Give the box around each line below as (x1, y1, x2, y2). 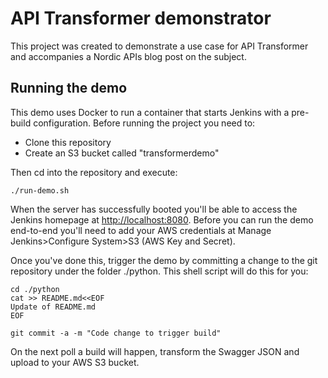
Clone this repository (24, 136, 112, 148)
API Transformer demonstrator (10, 7, 272, 30)
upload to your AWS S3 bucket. (10, 356, 140, 368)
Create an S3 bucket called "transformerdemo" (24, 147, 220, 159)
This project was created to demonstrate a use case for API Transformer (10, 40, 309, 52)
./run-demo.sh (10, 185, 70, 196)
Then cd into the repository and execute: (10, 166, 178, 178)
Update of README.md (10, 302, 97, 312)
